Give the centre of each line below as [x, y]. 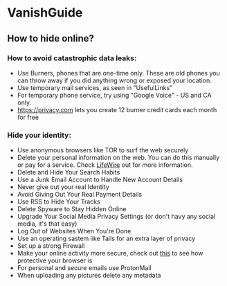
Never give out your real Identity [63, 187]
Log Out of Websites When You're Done [74, 231]
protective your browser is [55, 260]
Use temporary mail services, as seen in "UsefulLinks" [95, 87]
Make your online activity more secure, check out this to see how [110, 253]
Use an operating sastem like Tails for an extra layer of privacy [106, 239]
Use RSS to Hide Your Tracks [58, 202]
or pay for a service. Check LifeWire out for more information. [105, 165]
